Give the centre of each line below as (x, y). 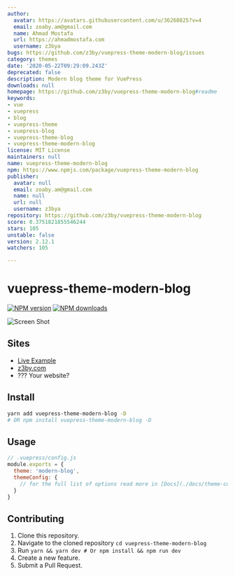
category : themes (33, 59)
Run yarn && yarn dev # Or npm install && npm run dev (99, 551)
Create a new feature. (49, 558)
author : (19, 14)
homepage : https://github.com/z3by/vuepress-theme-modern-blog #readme (112, 92)
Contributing (36, 519)
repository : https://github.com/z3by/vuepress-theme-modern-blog (104, 216)
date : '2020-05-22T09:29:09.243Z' (58, 66)
